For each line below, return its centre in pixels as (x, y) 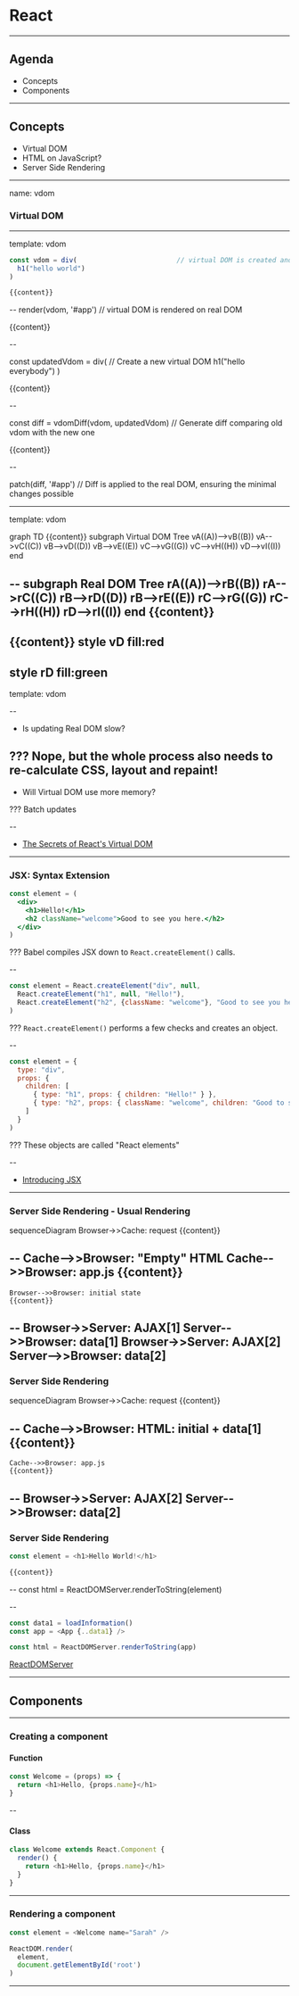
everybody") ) (35, 371)
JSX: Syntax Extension (60, 875)
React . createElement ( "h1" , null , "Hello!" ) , (101, 994)
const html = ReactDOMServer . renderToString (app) (103, 1647)
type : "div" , (41, 1070)
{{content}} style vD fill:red (87, 642)
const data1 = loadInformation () (71, 1623)
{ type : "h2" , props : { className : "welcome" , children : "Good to (158, 1103)
